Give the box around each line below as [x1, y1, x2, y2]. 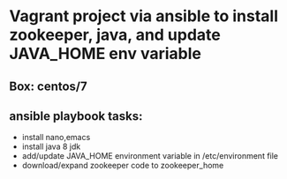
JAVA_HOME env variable [9, 44, 201, 63]
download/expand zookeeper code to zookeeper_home [21, 160, 224, 171]
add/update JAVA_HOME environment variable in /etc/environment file [21, 151, 279, 161]
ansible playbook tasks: [9, 108, 143, 123]
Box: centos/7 [9, 78, 87, 93]
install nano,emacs [21, 132, 91, 143]
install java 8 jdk [21, 141, 81, 152]
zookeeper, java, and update [9, 25, 221, 45]
